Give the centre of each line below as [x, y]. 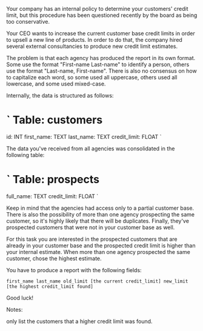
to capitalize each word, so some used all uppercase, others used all [92, 77]
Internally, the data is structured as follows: [60, 95]
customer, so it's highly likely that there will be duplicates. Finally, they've [98, 221]
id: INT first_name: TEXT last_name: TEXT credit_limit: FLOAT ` [84, 136]
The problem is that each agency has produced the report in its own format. [101, 58]
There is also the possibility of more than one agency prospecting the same [101, 214]
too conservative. [28, 22]
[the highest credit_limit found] [50, 286]
